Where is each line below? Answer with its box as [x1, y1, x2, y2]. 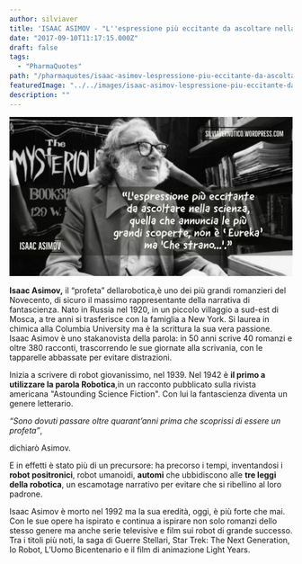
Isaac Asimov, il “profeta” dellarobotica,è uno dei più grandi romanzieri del [9, 285, 287, 296]
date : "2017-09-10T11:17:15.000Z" [9, 33, 139, 42]
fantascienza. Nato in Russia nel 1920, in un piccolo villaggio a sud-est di [9, 304, 280, 315]
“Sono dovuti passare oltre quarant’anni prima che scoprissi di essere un [9, 416, 281, 426]
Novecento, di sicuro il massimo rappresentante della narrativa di [9, 295, 250, 306]
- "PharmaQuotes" [17, 62, 83, 71]
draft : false [9, 43, 58, 52]
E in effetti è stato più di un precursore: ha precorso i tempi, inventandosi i [9, 460, 283, 471]
